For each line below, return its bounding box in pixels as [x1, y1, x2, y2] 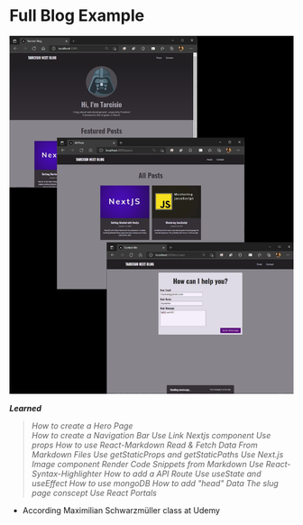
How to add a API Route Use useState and [103, 468, 262, 479]
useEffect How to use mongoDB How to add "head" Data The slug [31, 477, 280, 488]
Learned [9, 402, 42, 413]
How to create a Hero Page [31, 420, 133, 431]
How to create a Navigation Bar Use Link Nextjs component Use [31, 429, 271, 440]
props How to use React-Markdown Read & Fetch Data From [31, 439, 259, 450]
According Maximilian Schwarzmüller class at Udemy [22, 504, 221, 515]
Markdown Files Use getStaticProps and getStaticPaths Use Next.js [31, 448, 284, 460]
